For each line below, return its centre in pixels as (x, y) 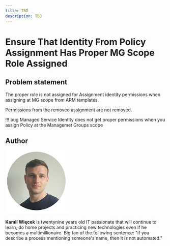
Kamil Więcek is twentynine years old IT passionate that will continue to (81, 222)
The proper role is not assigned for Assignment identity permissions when (83, 95)
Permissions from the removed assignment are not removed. (69, 110)
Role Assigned (36, 63)
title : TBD (17, 11)
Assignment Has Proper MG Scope (80, 53)
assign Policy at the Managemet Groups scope (54, 125)
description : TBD (24, 16)
